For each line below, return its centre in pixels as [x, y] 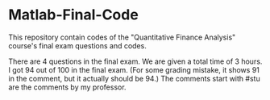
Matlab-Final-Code [73, 15]
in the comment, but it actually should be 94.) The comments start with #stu [134, 78]
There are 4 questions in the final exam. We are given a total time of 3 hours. [135, 61]
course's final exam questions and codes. [77, 45]
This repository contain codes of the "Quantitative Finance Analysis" [122, 37]
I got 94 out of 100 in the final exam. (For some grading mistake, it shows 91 [134, 69]
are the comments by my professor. [67, 87]
